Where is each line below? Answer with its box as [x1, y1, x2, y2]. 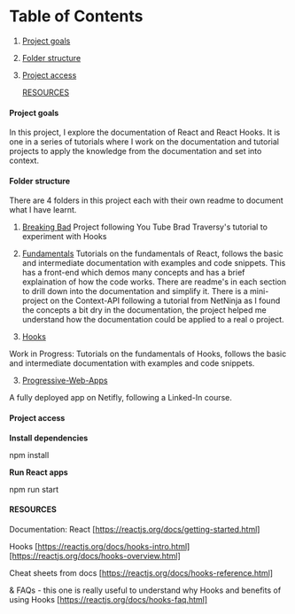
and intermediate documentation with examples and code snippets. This [21, 258, 286, 268]
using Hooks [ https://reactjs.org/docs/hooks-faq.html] [9, 594, 208, 604]
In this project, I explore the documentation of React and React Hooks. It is [9, 127, 281, 138]
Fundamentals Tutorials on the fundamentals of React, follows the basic [21, 248, 283, 259]
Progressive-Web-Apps [21, 375, 108, 386]
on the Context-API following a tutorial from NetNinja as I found [50, 295, 281, 307]
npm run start [9, 484, 59, 494]
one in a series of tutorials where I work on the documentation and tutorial [9, 136, 280, 147]
